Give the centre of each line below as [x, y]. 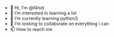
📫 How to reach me [31, 29]
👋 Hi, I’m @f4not [27, 8]
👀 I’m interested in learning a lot [43, 13]
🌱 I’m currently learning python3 [44, 18]
